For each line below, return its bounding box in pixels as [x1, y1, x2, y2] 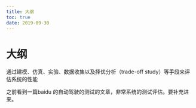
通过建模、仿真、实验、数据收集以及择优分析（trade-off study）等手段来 [6, 68, 185, 75]
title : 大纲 [6, 8, 34, 15]
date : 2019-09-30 [6, 20, 50, 26]
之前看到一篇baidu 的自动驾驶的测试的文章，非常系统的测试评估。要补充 [6, 88, 184, 95]
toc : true [6, 14, 31, 20]
